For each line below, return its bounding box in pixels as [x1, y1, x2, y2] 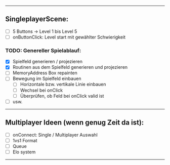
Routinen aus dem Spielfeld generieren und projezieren [12, 64, 128, 70]
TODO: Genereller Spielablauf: [5, 47, 81, 54]
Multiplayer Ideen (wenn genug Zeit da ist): [5, 118, 144, 127]
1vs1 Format [12, 137, 37, 143]
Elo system [12, 149, 36, 155]
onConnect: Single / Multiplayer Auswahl [12, 132, 98, 138]
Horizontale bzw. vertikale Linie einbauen [20, 81, 106, 88]
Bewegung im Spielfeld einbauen [12, 75, 81, 81]
